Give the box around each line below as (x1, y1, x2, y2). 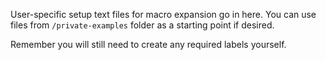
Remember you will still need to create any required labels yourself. (10, 39, 287, 50)
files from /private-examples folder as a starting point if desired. (10, 19, 275, 31)
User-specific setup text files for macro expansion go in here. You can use (10, 9, 317, 20)
